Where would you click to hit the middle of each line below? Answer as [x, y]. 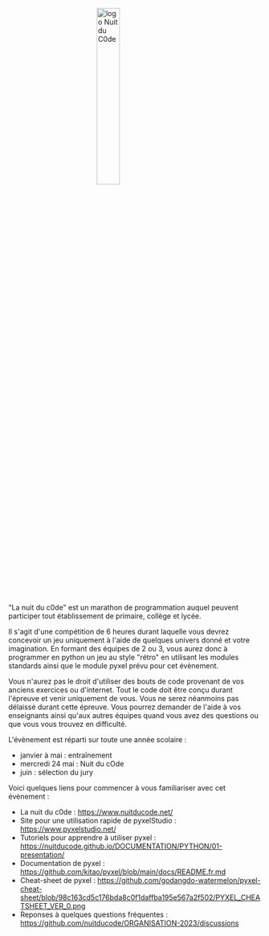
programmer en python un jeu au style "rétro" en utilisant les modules [124, 657]
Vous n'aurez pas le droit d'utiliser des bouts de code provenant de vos [126, 681]
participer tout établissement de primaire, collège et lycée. [105, 616]
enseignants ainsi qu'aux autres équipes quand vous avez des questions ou [133, 715]
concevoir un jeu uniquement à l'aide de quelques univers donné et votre [129, 640]
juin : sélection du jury [57, 772]
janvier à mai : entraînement [66, 755]
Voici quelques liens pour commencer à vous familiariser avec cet [117, 788]
